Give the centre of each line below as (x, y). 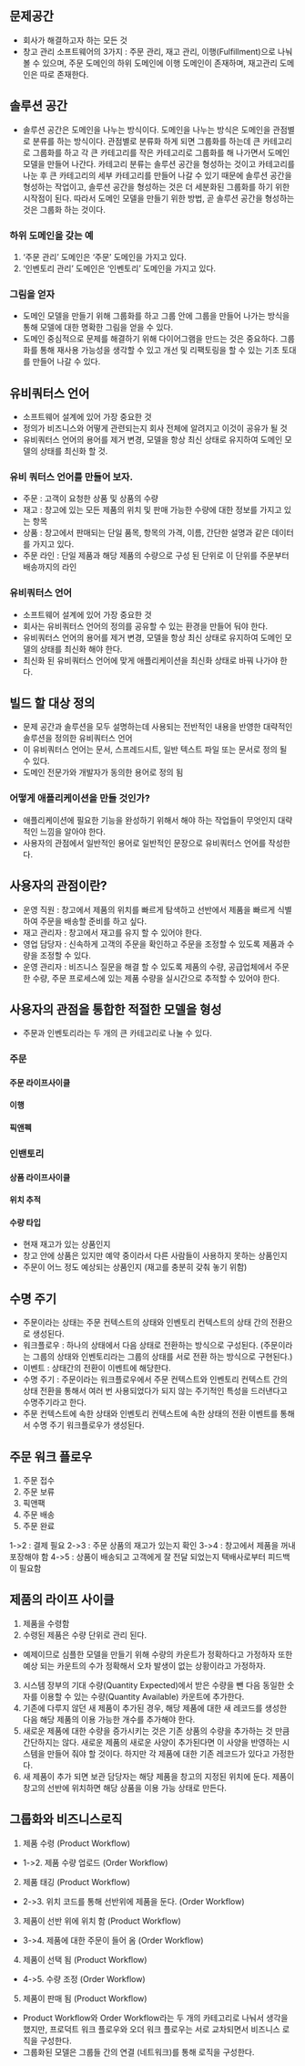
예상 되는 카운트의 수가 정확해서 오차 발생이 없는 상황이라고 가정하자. (144, 1665)
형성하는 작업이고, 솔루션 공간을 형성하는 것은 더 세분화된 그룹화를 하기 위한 (156, 186)
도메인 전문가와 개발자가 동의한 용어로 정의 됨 (103, 772)
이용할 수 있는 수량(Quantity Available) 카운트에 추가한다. (142, 1696)
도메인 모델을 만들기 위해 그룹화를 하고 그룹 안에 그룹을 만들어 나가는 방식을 (156, 316)
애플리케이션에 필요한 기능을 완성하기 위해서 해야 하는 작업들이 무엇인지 (149, 820)
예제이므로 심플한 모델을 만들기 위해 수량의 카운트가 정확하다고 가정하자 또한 (158, 1654)
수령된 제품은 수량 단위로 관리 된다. (85, 1635)
